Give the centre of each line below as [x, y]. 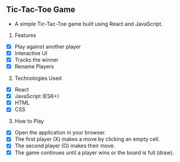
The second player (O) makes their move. [65, 146]
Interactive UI [31, 53]
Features [25, 35]
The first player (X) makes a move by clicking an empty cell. [87, 139]
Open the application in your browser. [60, 133]
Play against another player [48, 46]
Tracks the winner [36, 60]
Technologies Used [38, 78]
